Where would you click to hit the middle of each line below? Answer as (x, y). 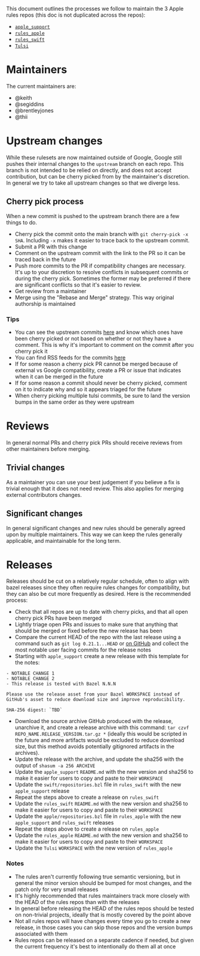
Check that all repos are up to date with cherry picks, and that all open (101, 612)
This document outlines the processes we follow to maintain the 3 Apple (95, 9)
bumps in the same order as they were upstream (74, 402)
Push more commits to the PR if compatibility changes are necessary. (100, 266)
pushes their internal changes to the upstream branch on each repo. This (95, 164)
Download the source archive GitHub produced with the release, (94, 721)
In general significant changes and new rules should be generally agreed (96, 528)
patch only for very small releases (56, 889)
